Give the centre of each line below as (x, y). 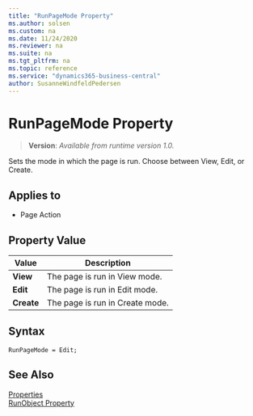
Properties (26, 394)
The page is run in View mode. (105, 277)
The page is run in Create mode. (108, 303)
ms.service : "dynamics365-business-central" (84, 76)
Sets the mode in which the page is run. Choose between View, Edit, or (126, 162)
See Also (31, 375)
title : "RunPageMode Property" (61, 16)
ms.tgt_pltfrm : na (39, 61)
